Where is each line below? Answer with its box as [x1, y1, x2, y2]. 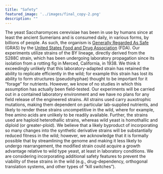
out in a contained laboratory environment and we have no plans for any [5, 91, 149, 97]
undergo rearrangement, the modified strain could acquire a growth [5, 143, 141, 149]
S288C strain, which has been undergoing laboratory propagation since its [5, 55, 155, 61]
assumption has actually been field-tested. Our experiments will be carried [5, 86, 155, 92]
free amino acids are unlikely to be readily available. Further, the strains [5, 112, 148, 118]
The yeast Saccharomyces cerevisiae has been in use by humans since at [5, 30, 153, 35]
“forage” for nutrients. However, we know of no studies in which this [5, 81, 142, 87]
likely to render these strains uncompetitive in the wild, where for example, [5, 107, 155, 113]
